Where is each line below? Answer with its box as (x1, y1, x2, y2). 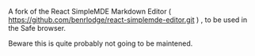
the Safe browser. (8, 24, 66, 32)
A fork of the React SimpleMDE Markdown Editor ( (8, 7, 172, 16)
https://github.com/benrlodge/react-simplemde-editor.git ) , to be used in (8, 15, 248, 24)
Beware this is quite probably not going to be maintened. (8, 39, 193, 48)
